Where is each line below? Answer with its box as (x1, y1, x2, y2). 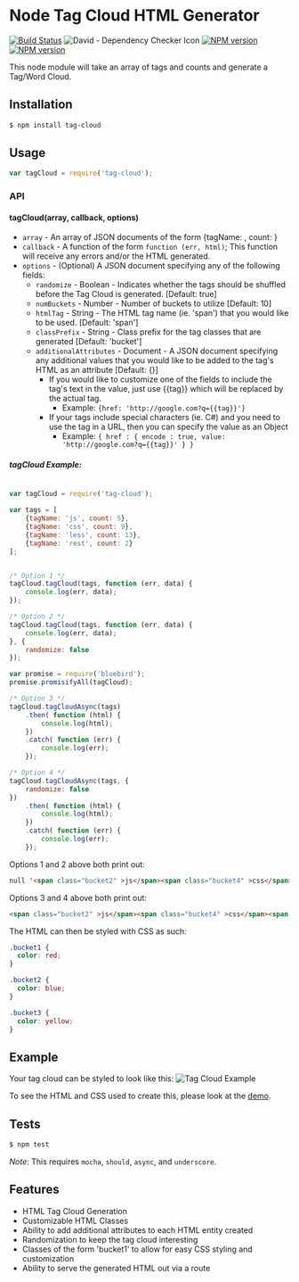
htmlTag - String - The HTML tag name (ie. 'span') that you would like (35, 308, 289, 318)
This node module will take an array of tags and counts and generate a (9, 62, 269, 72)
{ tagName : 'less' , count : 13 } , (25, 530, 141, 540)
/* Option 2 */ (9, 612, 66, 621)
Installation (9, 97, 73, 112)
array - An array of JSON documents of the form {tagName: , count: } (21, 232, 278, 243)
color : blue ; (17, 984, 66, 993)
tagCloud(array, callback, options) (9, 211, 140, 223)
